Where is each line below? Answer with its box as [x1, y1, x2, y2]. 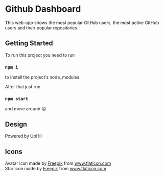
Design [5, 120, 27, 128]
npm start [5, 96, 28, 101]
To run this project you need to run [5, 52, 75, 58]
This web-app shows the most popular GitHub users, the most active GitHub [5, 20, 159, 25]
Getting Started [5, 39, 53, 48]
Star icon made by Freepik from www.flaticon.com [5, 165, 107, 171]
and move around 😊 [5, 106, 47, 112]
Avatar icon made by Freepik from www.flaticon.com [5, 160, 111, 166]
